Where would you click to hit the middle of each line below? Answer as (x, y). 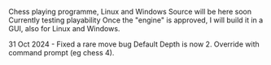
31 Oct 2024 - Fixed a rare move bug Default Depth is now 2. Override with (134, 44)
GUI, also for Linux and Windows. (64, 28)
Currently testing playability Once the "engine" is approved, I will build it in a (136, 20)
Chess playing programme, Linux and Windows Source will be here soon (130, 12)
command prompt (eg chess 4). (61, 53)
